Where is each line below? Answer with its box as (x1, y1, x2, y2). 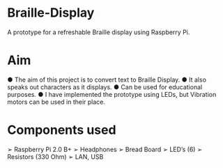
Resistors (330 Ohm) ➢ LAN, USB (7, 152, 104, 161)
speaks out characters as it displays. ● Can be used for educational (7, 82, 203, 91)
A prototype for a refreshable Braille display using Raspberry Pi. (7, 28, 190, 36)
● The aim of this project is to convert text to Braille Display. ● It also (7, 75, 207, 84)
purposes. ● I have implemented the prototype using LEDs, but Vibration (7, 90, 217, 98)
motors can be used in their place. (7, 98, 106, 106)
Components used (7, 122, 116, 138)
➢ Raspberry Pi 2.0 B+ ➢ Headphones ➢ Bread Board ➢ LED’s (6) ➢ (7, 145, 203, 153)
